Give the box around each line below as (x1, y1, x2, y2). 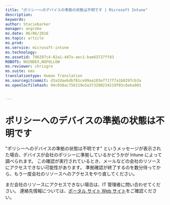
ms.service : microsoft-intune (5, 45, 69, 50)
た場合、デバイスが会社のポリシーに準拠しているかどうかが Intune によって (5, 151, 162, 157)
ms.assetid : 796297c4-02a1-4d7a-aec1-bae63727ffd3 (5, 54, 114, 60)
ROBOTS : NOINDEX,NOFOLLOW (5, 59, 60, 64)
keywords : (5, 17, 26, 22)
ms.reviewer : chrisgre (5, 64, 53, 69)
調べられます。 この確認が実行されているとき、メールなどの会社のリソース (5, 158, 161, 164)
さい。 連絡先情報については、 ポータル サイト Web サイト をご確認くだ (5, 188, 153, 194)
